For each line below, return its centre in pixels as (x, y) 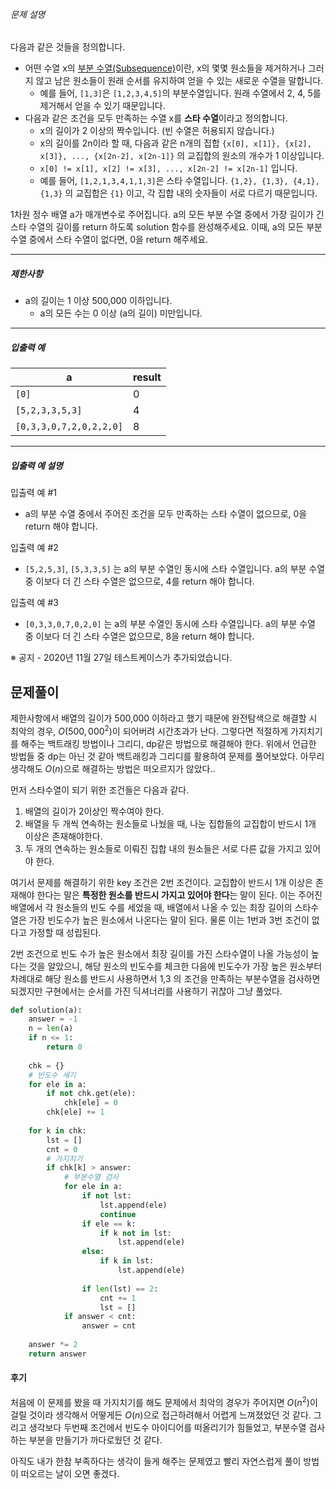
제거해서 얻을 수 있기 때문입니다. (102, 106)
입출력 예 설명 (36, 465)
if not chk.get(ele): (91, 1094)
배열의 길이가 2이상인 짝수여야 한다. (94, 811)
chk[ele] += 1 (75, 1112)
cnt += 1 (118, 1298)
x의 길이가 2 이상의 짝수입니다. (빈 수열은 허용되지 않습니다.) (157, 131)
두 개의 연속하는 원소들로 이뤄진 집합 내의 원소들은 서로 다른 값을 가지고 (163, 848)
